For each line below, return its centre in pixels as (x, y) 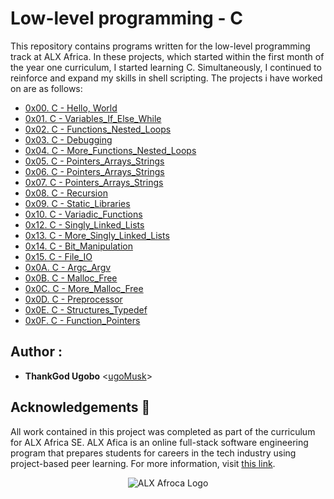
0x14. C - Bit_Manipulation (78, 246)
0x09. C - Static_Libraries (77, 203)
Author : (36, 352)
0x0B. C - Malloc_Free (71, 278)
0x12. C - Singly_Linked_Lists (84, 224)
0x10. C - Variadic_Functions (83, 214)
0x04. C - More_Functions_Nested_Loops (110, 150)
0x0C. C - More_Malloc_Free (84, 288)
